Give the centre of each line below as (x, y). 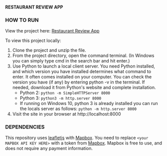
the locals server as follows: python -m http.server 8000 (78, 108)
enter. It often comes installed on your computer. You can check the (82, 76)
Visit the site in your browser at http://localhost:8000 (67, 114)
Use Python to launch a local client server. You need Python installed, (84, 66)
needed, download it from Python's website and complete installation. (84, 87)
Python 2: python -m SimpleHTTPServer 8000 (65, 92)
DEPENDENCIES (25, 126)
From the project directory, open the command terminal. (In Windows (83, 55)
